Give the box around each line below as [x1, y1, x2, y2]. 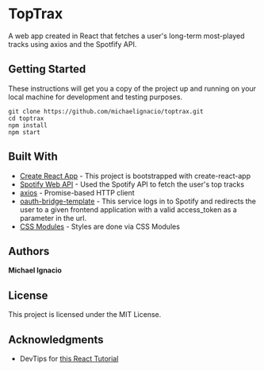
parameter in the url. [19, 213, 87, 222]
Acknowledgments [8, 333, 105, 346]
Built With [8, 150, 58, 164]
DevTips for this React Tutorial [19, 354, 119, 363]
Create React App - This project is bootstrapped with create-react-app [19, 171, 251, 180]
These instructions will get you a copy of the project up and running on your [8, 83, 256, 93]
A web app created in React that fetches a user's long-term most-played [8, 31, 245, 41]
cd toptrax [8, 114, 44, 122]
